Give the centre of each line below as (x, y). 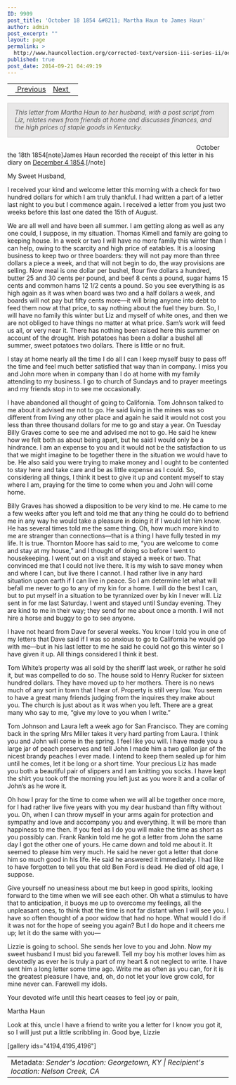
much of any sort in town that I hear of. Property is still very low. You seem (115, 690)
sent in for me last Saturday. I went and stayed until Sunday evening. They (114, 603)
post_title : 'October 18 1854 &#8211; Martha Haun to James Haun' (106, 20)
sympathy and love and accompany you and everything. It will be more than (117, 822)
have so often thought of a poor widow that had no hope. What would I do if (117, 918)
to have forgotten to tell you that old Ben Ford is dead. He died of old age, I (115, 867)
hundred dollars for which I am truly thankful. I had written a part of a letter (115, 197)
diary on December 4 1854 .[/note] (56, 162)
